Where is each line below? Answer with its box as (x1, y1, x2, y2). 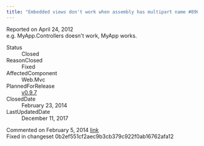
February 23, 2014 (21, 101, 68, 109)
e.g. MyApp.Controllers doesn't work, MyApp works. (6, 32, 137, 39)
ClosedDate (6, 95, 36, 102)
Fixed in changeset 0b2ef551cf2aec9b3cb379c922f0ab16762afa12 (6, 133, 174, 140)
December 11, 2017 (21, 114, 69, 122)
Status (6, 44, 22, 51)
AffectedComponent (6, 69, 58, 76)
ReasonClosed (6, 56, 43, 64)
